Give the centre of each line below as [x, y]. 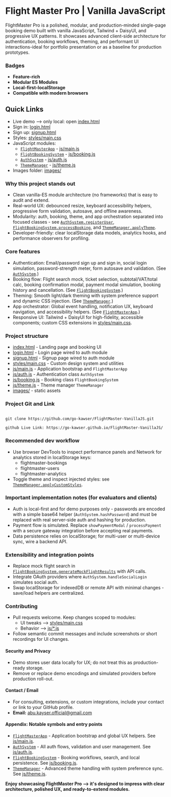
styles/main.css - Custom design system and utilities [68, 363]
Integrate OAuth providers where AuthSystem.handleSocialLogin [80, 577]
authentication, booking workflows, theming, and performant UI [72, 41]
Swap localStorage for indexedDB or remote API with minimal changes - [88, 588]
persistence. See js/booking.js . [45, 763]
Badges [15, 66]
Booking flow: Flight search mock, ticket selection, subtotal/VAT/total [85, 279]
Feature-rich [26, 77]
